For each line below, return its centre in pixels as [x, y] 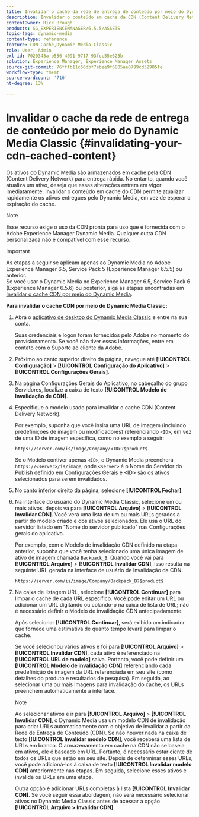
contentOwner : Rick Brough [39, 23]
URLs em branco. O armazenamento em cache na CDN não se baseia [99, 745]
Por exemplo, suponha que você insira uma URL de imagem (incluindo [100, 425]
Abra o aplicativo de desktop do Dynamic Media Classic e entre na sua [101, 317]
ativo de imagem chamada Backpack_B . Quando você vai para [89, 557]
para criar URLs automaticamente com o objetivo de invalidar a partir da [102, 726]
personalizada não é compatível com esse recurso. [68, 239]
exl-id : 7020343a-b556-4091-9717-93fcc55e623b [65, 56]
